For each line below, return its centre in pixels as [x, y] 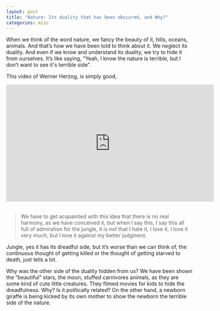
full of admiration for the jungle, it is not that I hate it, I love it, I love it [104, 229]
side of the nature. [29, 303]
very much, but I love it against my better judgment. [84, 235]
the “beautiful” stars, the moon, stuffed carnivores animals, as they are [93, 278]
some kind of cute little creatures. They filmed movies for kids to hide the [95, 284]
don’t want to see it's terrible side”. [49, 65]
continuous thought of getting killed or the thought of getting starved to [93, 253]
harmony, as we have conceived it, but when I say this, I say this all [103, 223]
